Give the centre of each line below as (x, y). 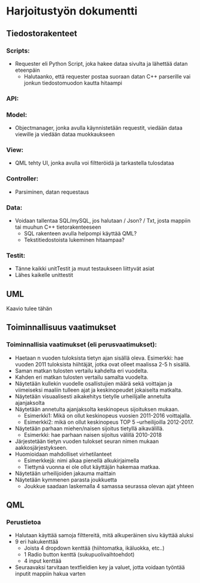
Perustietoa (23, 522)
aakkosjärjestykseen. (41, 447)
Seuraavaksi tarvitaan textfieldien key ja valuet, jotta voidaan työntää (100, 567)
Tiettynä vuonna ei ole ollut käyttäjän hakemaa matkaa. (92, 467)
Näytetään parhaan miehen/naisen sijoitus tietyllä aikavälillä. (89, 428)
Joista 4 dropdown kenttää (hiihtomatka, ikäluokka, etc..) (94, 548)
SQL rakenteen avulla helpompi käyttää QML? (80, 233)
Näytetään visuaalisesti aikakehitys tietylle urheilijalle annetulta (93, 396)
